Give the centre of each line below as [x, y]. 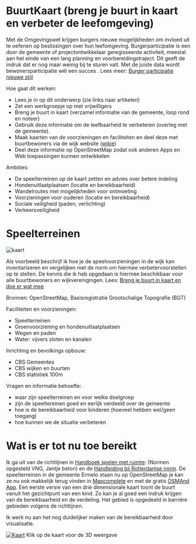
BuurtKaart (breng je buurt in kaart [92, 11]
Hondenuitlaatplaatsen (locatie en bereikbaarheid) [75, 185]
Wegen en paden [35, 333]
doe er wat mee [25, 286]
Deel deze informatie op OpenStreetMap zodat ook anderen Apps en [97, 150]
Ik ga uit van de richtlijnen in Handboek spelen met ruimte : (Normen [88, 462]
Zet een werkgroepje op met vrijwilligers [63, 106]
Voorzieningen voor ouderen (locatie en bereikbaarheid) [82, 197]
